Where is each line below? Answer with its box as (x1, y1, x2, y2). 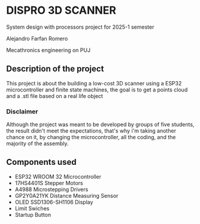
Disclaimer (6, 107, 38, 115)
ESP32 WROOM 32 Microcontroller (14, 173, 102, 180)
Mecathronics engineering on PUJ (6, 46, 91, 54)
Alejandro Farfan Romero (6, 35, 68, 42)
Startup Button (14, 211, 51, 218)
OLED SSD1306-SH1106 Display (14, 198, 93, 205)
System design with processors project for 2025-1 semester (6, 23, 154, 30)
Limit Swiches (14, 204, 50, 212)
